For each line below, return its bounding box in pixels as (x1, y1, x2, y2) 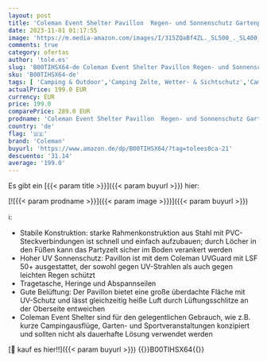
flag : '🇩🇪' (8, 129, 48, 137)
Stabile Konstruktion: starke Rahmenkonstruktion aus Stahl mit (19, 228, 224, 238)
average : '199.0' (8, 160, 66, 168)
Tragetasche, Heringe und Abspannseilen (19, 279, 157, 288)
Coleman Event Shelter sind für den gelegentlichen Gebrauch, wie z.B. (19, 313, 251, 322)
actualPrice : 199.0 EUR (8, 85, 87, 94)
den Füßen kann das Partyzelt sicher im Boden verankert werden (19, 245, 233, 255)
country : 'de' (8, 122, 56, 130)
